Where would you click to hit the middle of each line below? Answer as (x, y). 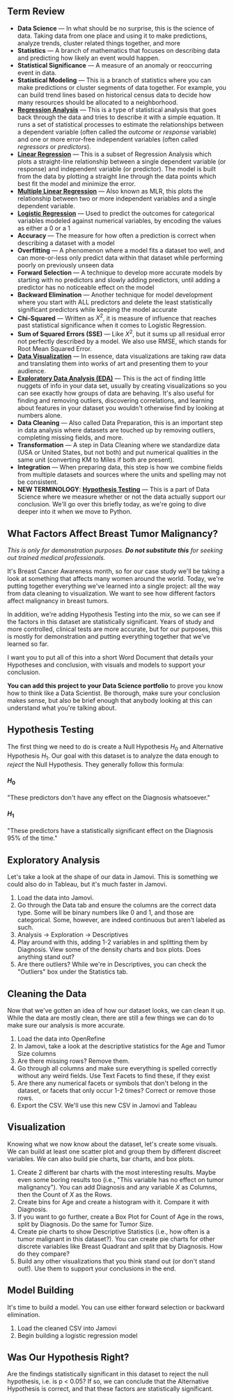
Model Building (41, 1290)
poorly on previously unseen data (65, 265)
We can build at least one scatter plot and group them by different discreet (114, 1151)
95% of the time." (32, 838)
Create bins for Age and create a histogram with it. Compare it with (113, 1201)
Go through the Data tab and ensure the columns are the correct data (117, 905)
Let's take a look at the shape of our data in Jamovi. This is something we (113, 877)
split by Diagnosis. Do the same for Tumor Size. (85, 1224)
